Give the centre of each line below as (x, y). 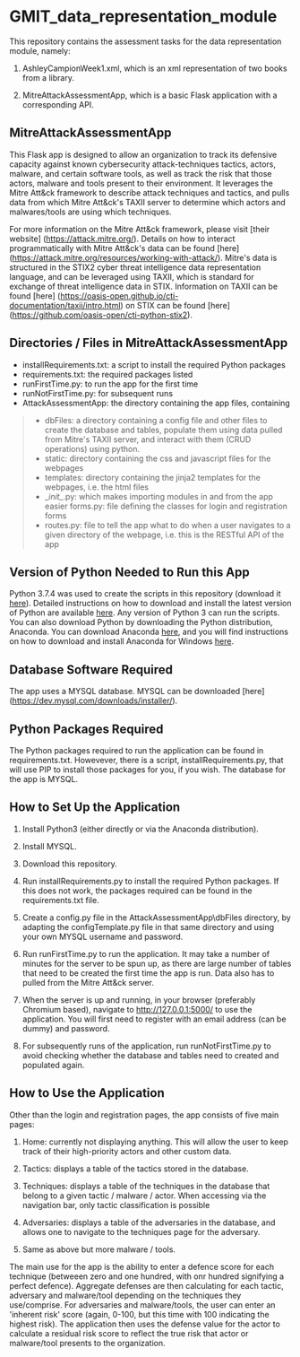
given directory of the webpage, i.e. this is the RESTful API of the (164, 535)
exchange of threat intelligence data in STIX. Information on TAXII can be (144, 286)
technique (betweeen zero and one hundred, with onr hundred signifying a (147, 1276)
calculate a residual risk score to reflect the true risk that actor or (129, 1333)
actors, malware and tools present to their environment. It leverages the (141, 183)
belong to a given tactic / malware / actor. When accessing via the (144, 1196)
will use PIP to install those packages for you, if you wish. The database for (148, 770)
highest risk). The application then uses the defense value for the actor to (145, 1324)
